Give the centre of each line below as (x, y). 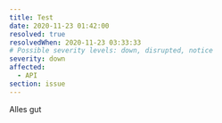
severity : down (37, 59)
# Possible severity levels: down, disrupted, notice (111, 51)
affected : (28, 68)
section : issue (37, 84)
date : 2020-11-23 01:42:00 (59, 26)
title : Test (31, 17)
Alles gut (25, 109)
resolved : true (37, 34)
